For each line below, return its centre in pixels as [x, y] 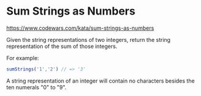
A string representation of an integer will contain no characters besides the [100, 81]
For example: [23, 58]
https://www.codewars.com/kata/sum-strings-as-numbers [80, 28]
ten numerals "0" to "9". [36, 87]
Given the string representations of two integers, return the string [89, 39]
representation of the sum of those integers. [62, 46]
